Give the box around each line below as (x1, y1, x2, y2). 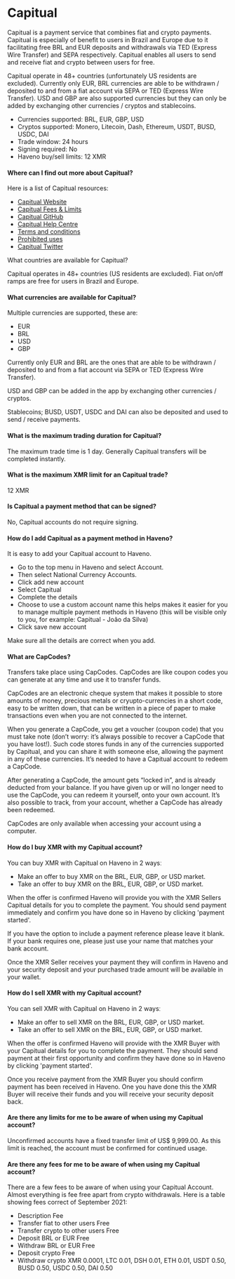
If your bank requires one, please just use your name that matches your (7, 936, 214, 945)
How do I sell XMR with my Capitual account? (7, 988, 142, 998)
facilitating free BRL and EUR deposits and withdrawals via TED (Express (7, 43, 217, 51)
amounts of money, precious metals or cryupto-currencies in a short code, (7, 696, 223, 705)
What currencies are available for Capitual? (7, 293, 137, 301)
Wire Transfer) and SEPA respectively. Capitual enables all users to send (7, 51, 216, 59)
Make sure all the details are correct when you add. (7, 637, 156, 645)
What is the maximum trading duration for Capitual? (7, 431, 162, 439)
